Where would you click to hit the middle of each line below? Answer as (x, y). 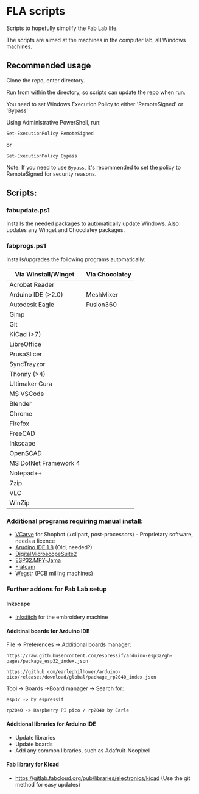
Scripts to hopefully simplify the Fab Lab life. (62, 28)
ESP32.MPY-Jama (38, 560)
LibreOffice (25, 344)
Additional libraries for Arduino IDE (51, 724)
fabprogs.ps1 (26, 246)
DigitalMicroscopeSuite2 (46, 554)
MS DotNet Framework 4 (45, 463)
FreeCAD (22, 433)
